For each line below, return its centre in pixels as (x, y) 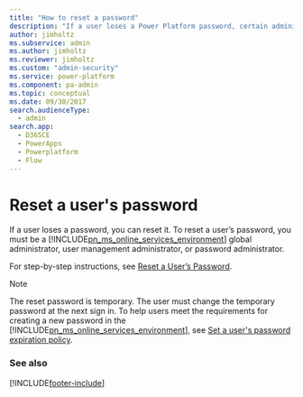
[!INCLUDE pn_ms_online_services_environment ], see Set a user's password (150, 330)
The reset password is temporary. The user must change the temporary (142, 301)
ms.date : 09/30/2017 (48, 102)
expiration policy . (41, 340)
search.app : (32, 127)
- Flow (30, 160)
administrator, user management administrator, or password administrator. (147, 249)
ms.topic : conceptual (50, 93)
